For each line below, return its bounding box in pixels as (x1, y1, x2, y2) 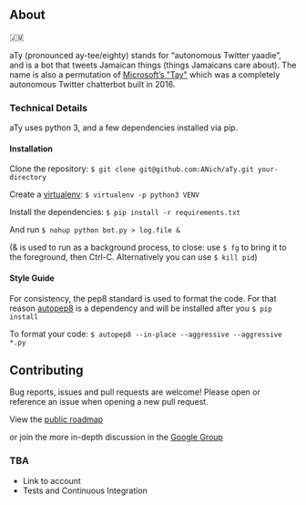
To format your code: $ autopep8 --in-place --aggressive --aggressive (9, 328, 282, 339)
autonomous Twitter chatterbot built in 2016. (9, 78, 176, 89)
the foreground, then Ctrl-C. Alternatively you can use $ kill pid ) (9, 252, 258, 263)
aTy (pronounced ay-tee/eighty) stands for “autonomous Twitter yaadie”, (9, 49, 282, 60)
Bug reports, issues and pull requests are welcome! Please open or (9, 386, 261, 397)
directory (9, 173, 47, 182)
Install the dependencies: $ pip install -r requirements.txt (9, 207, 241, 218)
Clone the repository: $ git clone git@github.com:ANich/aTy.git (9, 163, 254, 174)
